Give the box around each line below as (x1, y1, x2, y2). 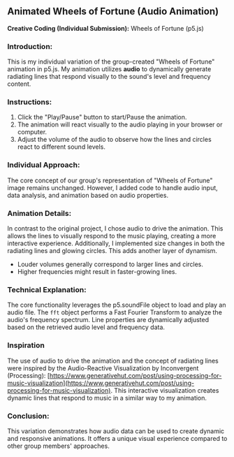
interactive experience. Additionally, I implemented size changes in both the (7, 239, 225, 247)
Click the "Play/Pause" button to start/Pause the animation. (17, 113, 187, 122)
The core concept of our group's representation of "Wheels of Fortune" (7, 176, 213, 184)
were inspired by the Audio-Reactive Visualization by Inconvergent (7, 363, 199, 372)
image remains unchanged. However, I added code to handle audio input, (7, 183, 218, 191)
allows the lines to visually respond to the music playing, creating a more (7, 232, 217, 240)
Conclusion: (7, 411, 50, 421)
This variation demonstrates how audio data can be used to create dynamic (7, 426, 225, 435)
